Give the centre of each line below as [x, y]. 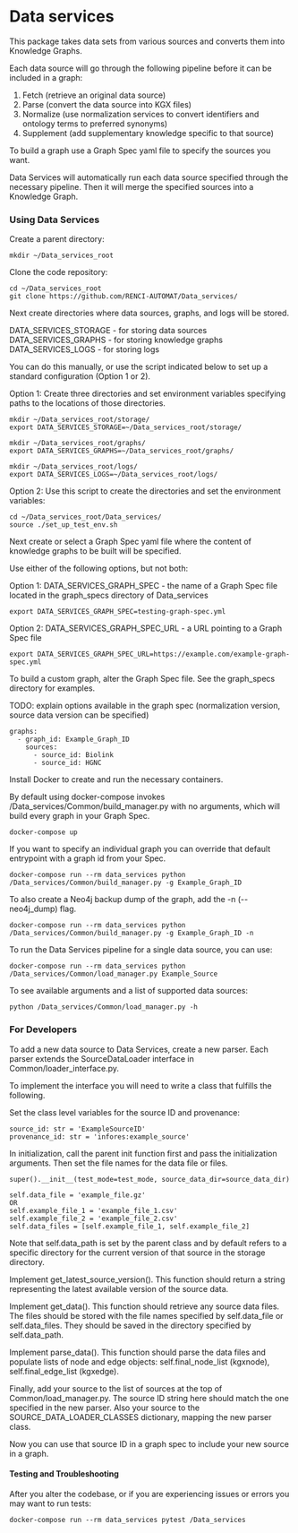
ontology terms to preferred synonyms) [95, 124]
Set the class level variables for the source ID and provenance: [124, 1112]
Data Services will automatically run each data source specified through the [149, 177]
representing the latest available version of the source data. [119, 1288]
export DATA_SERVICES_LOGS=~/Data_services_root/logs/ [114, 475]
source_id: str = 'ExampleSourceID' [77, 1129]
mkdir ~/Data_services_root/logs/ [74, 467]
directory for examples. [52, 688]
